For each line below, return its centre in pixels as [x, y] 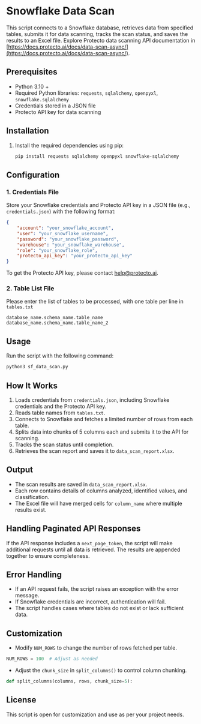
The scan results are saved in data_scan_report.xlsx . [81, 484]
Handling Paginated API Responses [73, 529]
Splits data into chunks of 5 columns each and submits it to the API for [102, 432]
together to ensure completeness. [48, 555]
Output [19, 470]
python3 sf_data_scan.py [37, 367]
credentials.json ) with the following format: [61, 212]
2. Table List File [30, 289]
